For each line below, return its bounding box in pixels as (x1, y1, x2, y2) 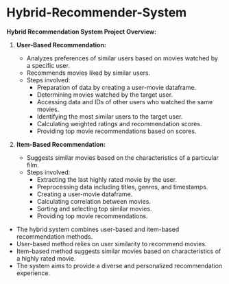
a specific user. (26, 61, 70, 69)
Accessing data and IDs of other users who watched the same (36, 97, 213, 106)
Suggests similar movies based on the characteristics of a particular (26, 153, 219, 162)
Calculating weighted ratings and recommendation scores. (36, 119, 202, 128)
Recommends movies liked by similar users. (26, 69, 151, 77)
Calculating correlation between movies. (36, 197, 152, 205)
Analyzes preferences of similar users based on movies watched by (26, 54, 219, 62)
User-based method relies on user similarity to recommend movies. (16, 239, 207, 248)
